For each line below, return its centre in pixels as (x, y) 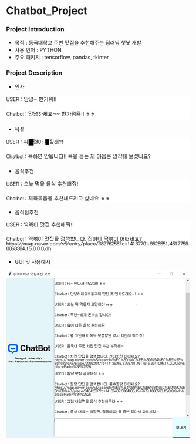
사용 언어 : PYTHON (38, 50)
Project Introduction (35, 29)
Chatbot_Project (47, 11)
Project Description (34, 73)
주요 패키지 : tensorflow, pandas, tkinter (62, 58)
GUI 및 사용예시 (33, 261)
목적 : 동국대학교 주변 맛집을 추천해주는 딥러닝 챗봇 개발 (78, 43)
